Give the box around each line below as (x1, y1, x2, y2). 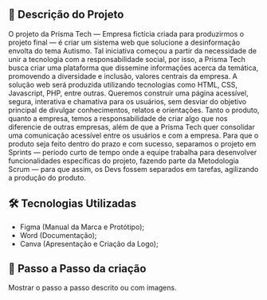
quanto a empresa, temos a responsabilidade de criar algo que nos (8, 113, 229, 123)
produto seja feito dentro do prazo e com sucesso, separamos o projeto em (8, 138, 257, 148)
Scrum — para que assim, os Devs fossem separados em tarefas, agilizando (8, 164, 259, 173)
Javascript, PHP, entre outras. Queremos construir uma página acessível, (8, 88, 249, 98)
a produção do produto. (8, 173, 86, 182)
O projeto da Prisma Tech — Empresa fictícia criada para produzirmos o (8, 29, 245, 38)
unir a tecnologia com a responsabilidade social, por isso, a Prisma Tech (8, 54, 245, 64)
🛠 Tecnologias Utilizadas (8, 197, 137, 211)
